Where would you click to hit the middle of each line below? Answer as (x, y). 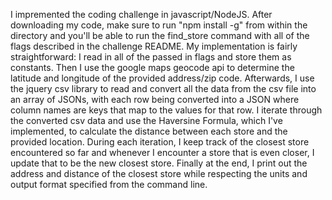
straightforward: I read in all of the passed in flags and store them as (151, 57)
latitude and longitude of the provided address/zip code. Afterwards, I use (162, 78)
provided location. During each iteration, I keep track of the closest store (160, 142)
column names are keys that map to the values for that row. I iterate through (166, 110)
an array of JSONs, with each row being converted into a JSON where (155, 99)
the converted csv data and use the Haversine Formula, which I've (146, 120)
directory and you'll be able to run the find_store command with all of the (160, 35)
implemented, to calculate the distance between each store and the (149, 131)
